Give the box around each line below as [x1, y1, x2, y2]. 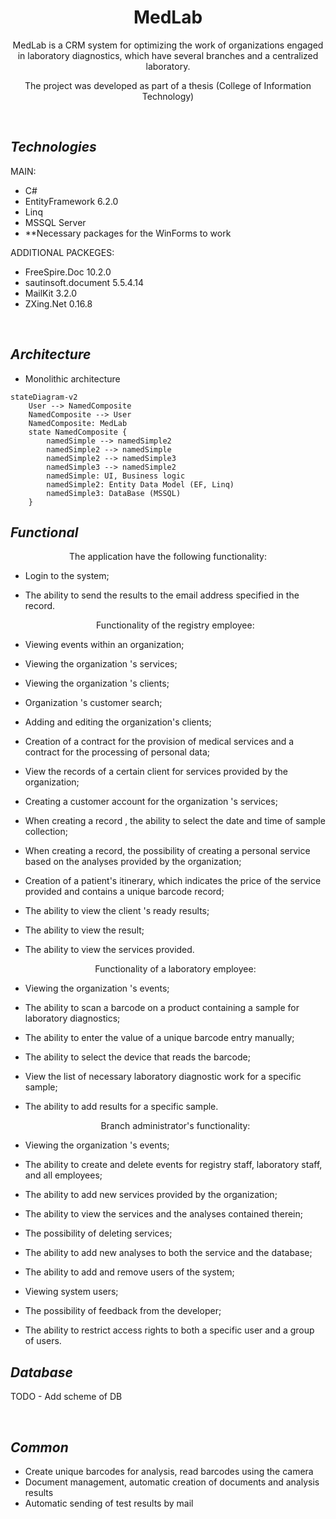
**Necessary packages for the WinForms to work [24, 227, 232, 239]
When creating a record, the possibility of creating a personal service [24, 845, 311, 857]
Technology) [141, 90, 195, 102]
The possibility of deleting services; [24, 1227, 173, 1240]
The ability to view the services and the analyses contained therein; [24, 1208, 303, 1220]
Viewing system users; [24, 1286, 119, 1298]
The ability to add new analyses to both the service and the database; [24, 1247, 313, 1259]
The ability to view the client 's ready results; [24, 905, 210, 917]
